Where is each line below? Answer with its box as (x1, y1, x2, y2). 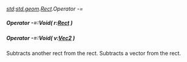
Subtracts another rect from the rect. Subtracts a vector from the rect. (6, 50, 181, 57)
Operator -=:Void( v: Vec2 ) (6, 34, 75, 41)
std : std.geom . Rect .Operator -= (6, 5, 83, 12)
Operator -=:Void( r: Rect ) (6, 19, 73, 26)
